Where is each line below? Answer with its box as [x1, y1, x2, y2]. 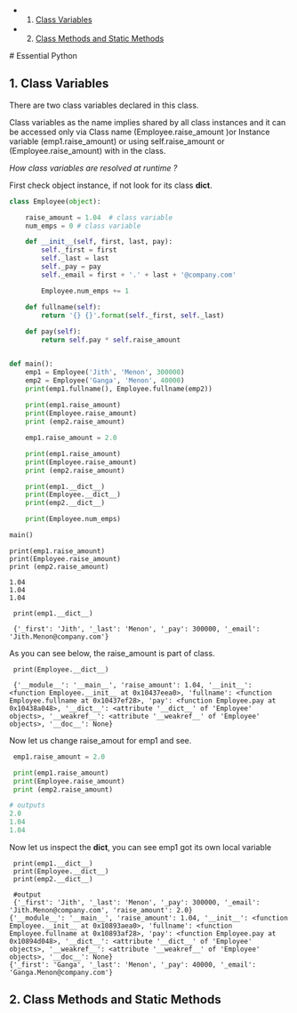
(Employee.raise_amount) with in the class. [9, 145, 166, 156]
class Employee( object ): [9, 197, 101, 205]
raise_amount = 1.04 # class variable [25, 213, 173, 222]
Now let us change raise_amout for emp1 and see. [9, 735, 192, 745]
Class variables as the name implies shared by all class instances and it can [9, 117, 286, 127]
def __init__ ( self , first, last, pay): [25, 237, 173, 246]
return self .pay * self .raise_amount [41, 335, 181, 345]
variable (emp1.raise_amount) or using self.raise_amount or [9, 135, 225, 147]
